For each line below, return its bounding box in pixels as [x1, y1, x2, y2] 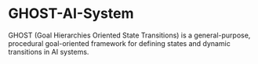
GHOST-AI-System [8, 5, 134, 23]
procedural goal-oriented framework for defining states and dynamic [8, 38, 231, 48]
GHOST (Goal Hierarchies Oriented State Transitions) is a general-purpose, [8, 30, 251, 40]
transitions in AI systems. [8, 47, 89, 56]
